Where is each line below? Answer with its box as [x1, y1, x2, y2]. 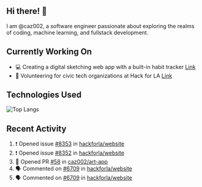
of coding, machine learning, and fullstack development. [6, 29, 149, 36]
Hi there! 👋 [6, 6, 48, 16]
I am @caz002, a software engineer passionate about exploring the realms [6, 22, 195, 29]
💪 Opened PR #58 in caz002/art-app [15, 158, 108, 166]
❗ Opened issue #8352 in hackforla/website [15, 149, 124, 156]
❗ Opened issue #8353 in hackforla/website [15, 140, 124, 147]
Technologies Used [6, 90, 81, 100]
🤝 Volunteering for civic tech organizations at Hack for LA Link [15, 71, 173, 79]
